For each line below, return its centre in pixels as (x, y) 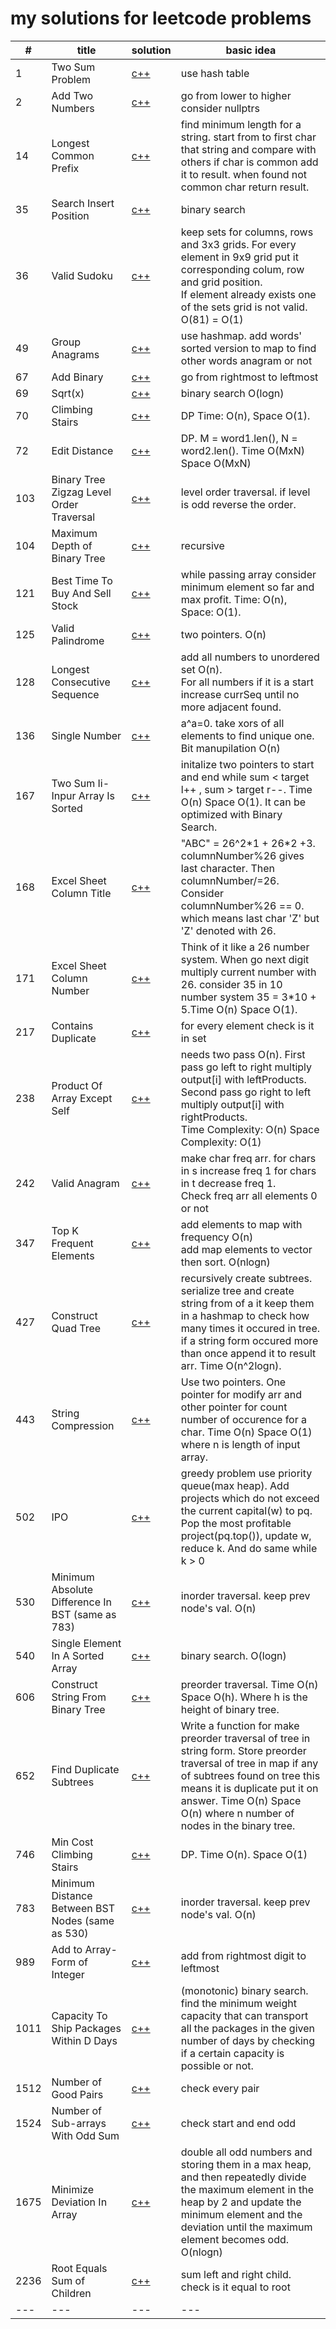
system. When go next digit (245, 959)
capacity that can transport (244, 2015)
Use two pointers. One (233, 1382)
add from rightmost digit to (243, 1955)
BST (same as (84, 1614)
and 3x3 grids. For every (238, 244)
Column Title (81, 893)
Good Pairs (77, 2094)
